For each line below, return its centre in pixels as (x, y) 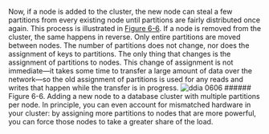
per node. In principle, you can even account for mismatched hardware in (130, 104)
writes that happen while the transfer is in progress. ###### (130, 88)
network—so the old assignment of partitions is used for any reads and (126, 79)
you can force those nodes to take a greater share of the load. (111, 122)
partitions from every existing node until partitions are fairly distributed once (134, 20)
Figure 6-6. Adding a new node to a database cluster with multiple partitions (134, 96)
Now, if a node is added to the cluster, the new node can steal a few (120, 12)
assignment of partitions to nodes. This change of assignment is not (121, 62)
